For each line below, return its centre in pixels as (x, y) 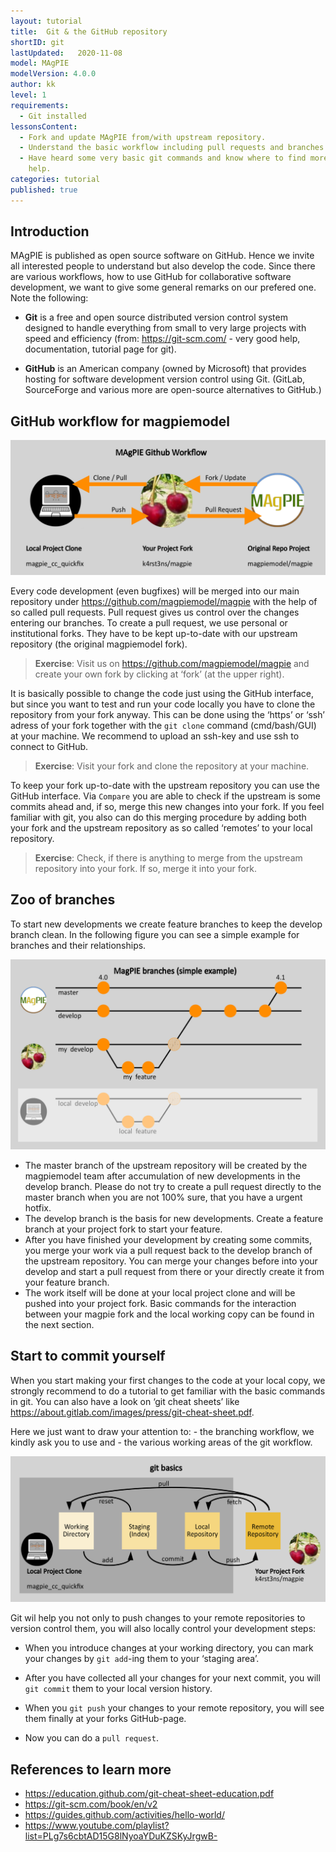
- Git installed (53, 116)
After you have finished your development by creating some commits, (168, 1239)
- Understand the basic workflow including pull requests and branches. (174, 148)
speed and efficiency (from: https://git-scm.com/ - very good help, (162, 339)
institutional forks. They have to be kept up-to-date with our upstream (154, 633)
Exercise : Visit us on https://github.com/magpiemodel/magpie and (172, 663)
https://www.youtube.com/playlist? (97, 1826)
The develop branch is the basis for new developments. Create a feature (174, 1218)
